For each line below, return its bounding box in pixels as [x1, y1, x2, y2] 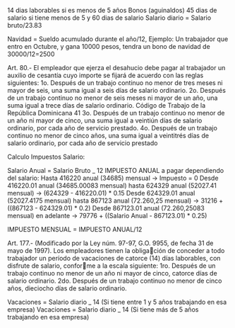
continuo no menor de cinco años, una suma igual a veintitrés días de [7, 131, 210, 140]
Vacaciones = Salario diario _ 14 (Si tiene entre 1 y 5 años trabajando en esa [7, 298, 227, 306]
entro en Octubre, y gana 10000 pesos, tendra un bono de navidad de [7, 43, 210, 50]
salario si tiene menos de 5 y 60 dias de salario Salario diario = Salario [7, 13, 212, 22]
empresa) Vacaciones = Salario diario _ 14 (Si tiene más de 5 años [7, 305, 199, 314]
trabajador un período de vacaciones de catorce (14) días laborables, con [7, 254, 221, 262]
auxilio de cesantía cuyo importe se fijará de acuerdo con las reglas [7, 71, 204, 79]
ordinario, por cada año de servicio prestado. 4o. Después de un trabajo [7, 124, 217, 132]
